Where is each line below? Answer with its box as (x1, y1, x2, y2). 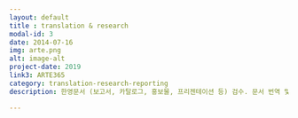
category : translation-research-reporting (9, 79, 169, 88)
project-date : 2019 (9, 63, 82, 72)
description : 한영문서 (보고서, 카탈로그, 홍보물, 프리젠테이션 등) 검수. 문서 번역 (9, 87, 281, 96)
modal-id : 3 (9, 29, 53, 38)
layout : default (9, 12, 69, 22)
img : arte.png (9, 46, 62, 55)
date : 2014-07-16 (9, 37, 74, 47)
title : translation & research (9, 21, 129, 30)
